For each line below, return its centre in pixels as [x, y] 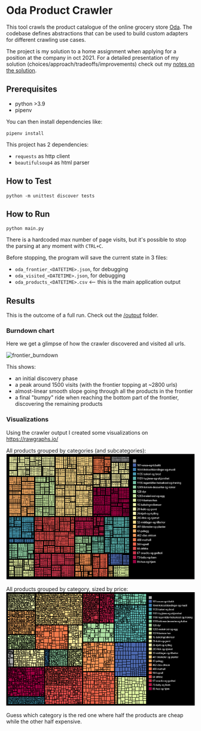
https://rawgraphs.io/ [32, 439]
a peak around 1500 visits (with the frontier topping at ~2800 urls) [96, 385]
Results [21, 301]
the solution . [22, 70]
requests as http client [42, 156]
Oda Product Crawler [60, 10]
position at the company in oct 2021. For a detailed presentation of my [92, 57]
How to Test [29, 181]
